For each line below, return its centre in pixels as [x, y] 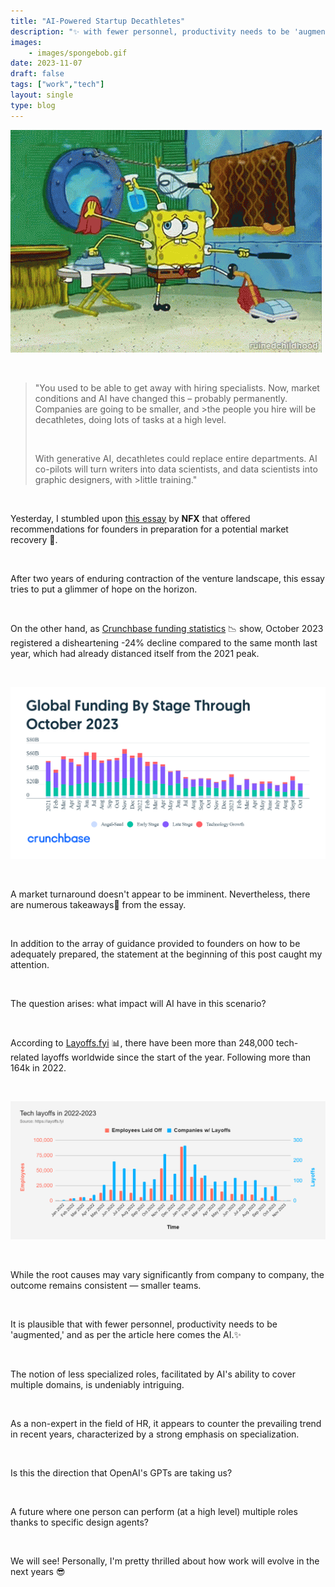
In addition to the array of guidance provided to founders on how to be [155, 943]
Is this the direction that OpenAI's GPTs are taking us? [121, 1472]
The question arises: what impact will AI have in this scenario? [138, 1003]
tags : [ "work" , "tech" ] [57, 85]
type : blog [33, 105]
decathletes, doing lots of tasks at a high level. [130, 419]
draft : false [37, 74]
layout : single [42, 95]
